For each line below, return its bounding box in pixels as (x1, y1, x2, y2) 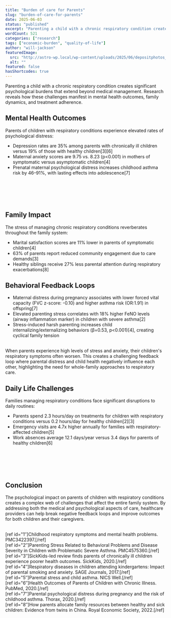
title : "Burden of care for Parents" (5, 7, 85, 13)
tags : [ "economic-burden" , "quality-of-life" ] (5, 41, 106, 46)
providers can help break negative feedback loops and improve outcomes (5, 511, 160, 517)
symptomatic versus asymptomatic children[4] (12, 159, 110, 165)
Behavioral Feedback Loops (5, 281, 95, 290)
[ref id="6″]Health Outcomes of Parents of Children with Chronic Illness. (5, 580, 157, 586)
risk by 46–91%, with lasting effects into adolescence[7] (12, 170, 131, 176)
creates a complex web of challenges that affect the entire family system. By (5, 500, 166, 506)
